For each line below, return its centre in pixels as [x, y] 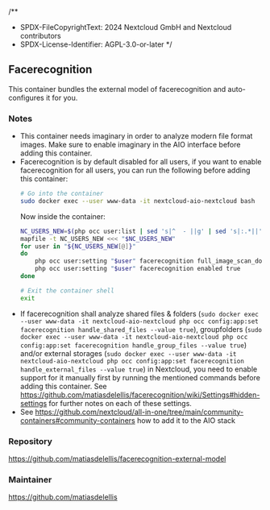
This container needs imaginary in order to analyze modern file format [136, 136]
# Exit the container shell [67, 290]
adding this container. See [63, 386]
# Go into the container [62, 194]
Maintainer [30, 479]
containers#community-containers [77, 420]
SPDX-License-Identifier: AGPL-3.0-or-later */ [96, 44]
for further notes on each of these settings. [120, 403]
